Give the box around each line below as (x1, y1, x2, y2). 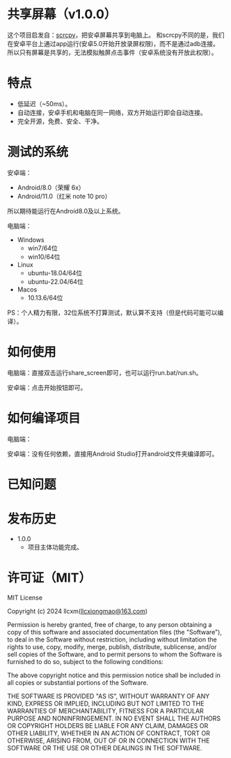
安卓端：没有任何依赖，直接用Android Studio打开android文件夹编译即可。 (7, 449, 218, 457)
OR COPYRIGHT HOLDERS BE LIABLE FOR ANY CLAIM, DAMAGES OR (7, 721, 209, 729)
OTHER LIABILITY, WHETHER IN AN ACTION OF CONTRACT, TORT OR (7, 729, 210, 737)
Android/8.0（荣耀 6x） (17, 183, 85, 192)
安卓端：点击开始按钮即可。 (7, 383, 87, 391)
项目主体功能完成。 (27, 543, 83, 551)
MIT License (7, 593, 43, 602)
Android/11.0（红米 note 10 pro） (17, 192, 111, 200)
